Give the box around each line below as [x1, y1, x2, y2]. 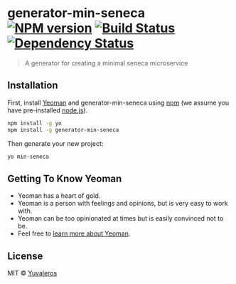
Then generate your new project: [7, 139, 104, 147]
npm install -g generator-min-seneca [7, 126, 119, 133]
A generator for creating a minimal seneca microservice [24, 58, 188, 67]
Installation [7, 80, 58, 92]
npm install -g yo [7, 120, 62, 127]
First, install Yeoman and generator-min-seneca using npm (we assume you [7, 98, 230, 107]
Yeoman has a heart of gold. [17, 191, 101, 200]
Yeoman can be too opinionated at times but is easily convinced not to [17, 214, 224, 223]
